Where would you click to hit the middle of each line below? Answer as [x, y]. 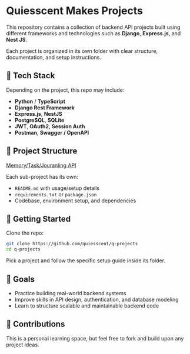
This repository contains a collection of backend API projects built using [93, 27]
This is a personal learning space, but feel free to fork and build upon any [95, 338]
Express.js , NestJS [39, 113]
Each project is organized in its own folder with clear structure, [82, 51]
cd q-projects [24, 249]
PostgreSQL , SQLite [39, 120]
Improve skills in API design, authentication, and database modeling [96, 299]
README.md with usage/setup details [57, 188]
